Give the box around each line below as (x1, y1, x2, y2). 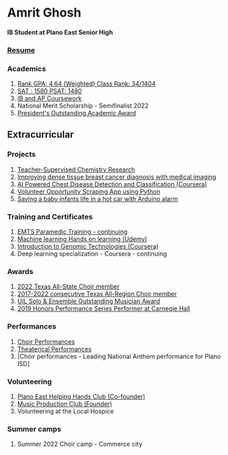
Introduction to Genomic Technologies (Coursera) (17, 242, 159, 250)
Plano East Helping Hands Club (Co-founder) (17, 392, 146, 400)
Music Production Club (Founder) (17, 399, 113, 408)
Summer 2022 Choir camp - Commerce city (17, 440, 143, 448)
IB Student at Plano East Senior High (7, 28, 113, 36)
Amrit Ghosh (7, 5, 82, 21)
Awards (7, 267, 34, 276)
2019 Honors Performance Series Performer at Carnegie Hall (17, 304, 190, 313)
